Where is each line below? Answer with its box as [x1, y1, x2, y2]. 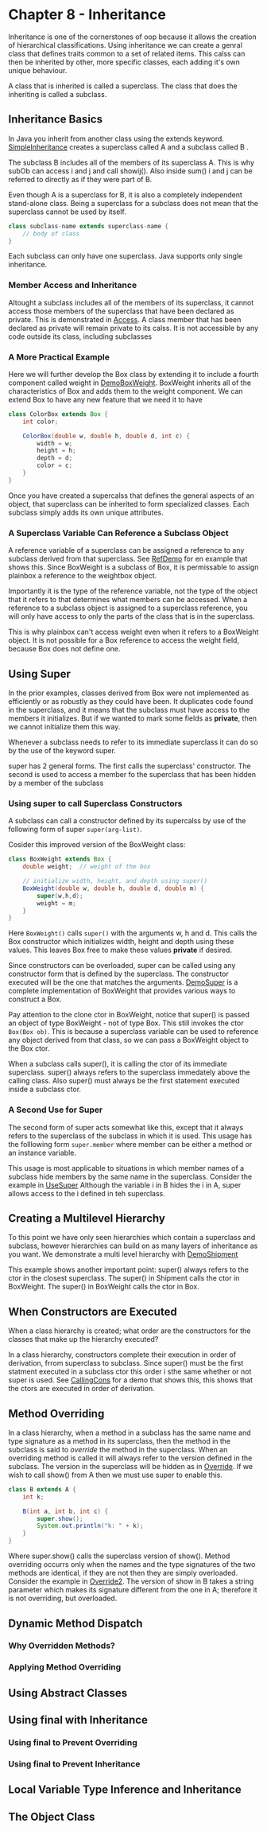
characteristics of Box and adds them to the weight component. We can [8, 386, 244, 395]
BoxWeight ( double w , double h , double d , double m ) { [22, 884, 204, 892]
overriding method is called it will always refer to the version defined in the [8, 1453, 253, 1463]
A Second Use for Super [8, 1104, 103, 1115]
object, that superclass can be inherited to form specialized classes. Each [8, 499, 250, 508]
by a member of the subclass [8, 778, 104, 787]
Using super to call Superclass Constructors [8, 798, 183, 809]
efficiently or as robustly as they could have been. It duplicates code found [8, 696, 253, 706]
